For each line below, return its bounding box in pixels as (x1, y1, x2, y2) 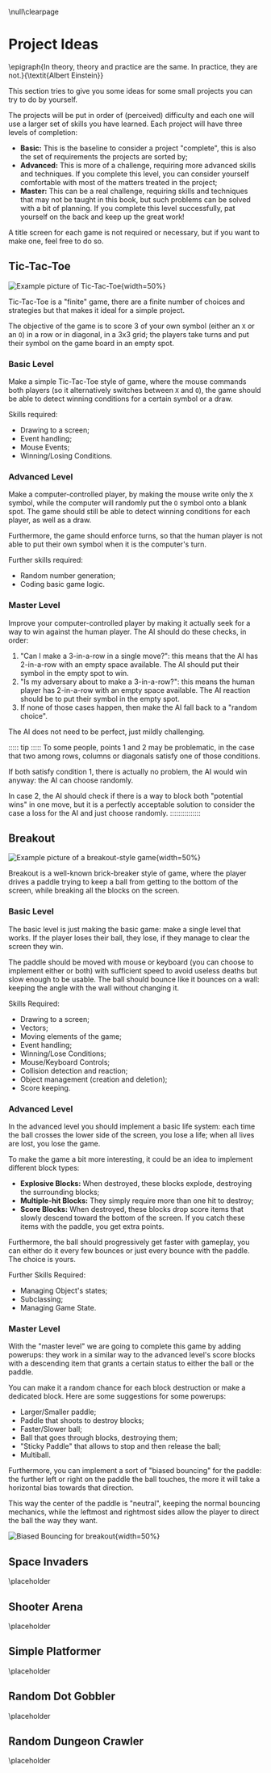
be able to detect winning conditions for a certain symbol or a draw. (8, 394, 233, 403)
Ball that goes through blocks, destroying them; (19, 1433, 178, 1442)
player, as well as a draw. (8, 515, 92, 525)
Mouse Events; (19, 442, 70, 452)
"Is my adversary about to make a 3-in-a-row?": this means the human (19, 677, 256, 686)
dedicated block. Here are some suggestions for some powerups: (8, 1391, 227, 1401)
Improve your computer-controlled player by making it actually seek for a (8, 618, 251, 627)
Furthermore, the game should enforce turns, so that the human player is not (8, 531, 263, 541)
